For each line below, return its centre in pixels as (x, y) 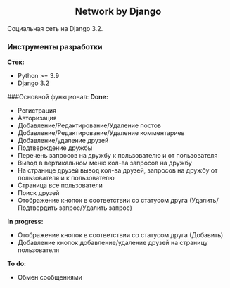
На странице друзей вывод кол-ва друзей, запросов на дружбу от (117, 170)
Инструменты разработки (55, 46)
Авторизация (37, 118)
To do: (17, 264)
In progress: (25, 222)
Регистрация (37, 111)
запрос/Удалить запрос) (95, 208)
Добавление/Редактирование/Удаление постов (89, 125)
